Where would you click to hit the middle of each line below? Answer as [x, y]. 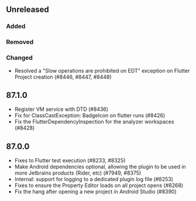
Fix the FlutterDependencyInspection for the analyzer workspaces [94, 122]
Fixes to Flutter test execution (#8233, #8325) [70, 161]
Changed [20, 58]
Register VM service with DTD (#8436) [61, 109]
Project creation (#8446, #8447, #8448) [63, 77]
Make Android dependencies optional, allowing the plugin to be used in [100, 167]
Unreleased [28, 10]
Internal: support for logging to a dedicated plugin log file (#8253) [94, 179]
